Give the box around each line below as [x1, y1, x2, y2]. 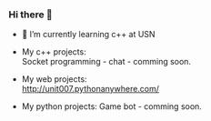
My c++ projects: [21, 46, 87, 57]
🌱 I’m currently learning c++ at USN [21, 29, 156, 40]
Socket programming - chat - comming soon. [21, 56, 192, 67]
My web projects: [21, 74, 87, 85]
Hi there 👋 [8, 8, 54, 21]
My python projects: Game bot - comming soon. [21, 101, 202, 112]
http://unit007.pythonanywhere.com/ [21, 84, 160, 95]
